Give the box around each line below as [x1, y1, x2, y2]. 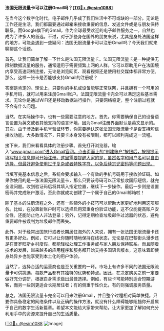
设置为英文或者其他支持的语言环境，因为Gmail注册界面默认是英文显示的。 [9, 120, 158, 125]
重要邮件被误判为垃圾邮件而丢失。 [5, 218, 74, 224]
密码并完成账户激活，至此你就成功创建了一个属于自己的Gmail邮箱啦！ [5, 189, 145, 195]
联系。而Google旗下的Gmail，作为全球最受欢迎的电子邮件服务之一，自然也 [5, 27, 155, 33]
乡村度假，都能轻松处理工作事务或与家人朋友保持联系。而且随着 [30, 241, 159, 247]
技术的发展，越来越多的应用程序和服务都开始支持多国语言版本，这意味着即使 [5, 247, 159, 253]
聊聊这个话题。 [5, 46, 35, 51]
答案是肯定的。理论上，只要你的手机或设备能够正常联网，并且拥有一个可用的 [5, 85, 159, 91]
